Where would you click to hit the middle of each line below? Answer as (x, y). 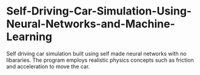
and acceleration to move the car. (48, 66)
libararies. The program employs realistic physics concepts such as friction (100, 60)
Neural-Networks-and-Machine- (91, 24)
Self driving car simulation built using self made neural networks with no (96, 53)
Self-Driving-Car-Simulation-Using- (99, 11)
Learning (29, 37)
